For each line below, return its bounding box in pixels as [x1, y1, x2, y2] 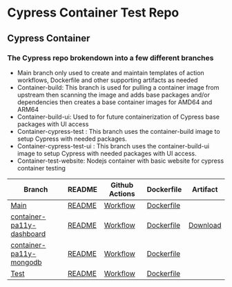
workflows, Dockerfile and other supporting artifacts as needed [17, 76, 198, 84]
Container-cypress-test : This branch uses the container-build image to [17, 127, 220, 135]
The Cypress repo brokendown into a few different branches [7, 53, 214, 63]
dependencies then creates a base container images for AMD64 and [17, 98, 213, 106]
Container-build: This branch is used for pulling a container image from [17, 83, 220, 91]
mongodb [10, 257, 43, 267]
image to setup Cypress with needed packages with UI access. [17, 149, 197, 157]
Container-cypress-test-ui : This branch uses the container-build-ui [17, 141, 209, 150]
